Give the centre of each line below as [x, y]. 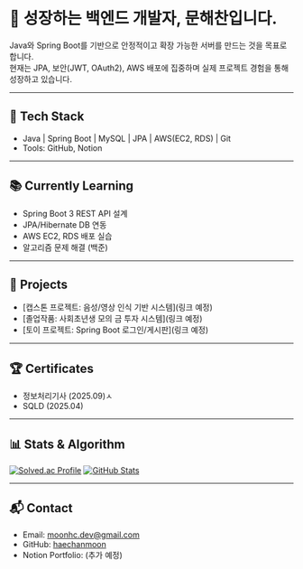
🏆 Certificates [52, 368]
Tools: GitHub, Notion [62, 148]
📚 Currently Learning [71, 186]
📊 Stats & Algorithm [67, 444]
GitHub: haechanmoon [64, 544]
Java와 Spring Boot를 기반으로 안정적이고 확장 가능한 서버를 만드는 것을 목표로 [148, 45]
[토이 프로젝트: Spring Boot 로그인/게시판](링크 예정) [115, 330]
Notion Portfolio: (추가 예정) [73, 555]
